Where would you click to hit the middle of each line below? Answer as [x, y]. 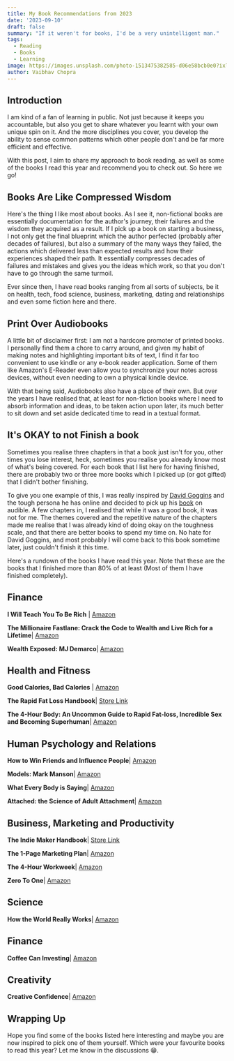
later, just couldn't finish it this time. [58, 547]
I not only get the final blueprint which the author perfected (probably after [114, 236]
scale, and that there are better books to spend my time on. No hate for [109, 532]
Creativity [29, 980]
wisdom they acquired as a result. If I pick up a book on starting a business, [116, 229]
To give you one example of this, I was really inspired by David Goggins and [116, 495]
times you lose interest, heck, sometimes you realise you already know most [117, 459]
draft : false [26, 27]
